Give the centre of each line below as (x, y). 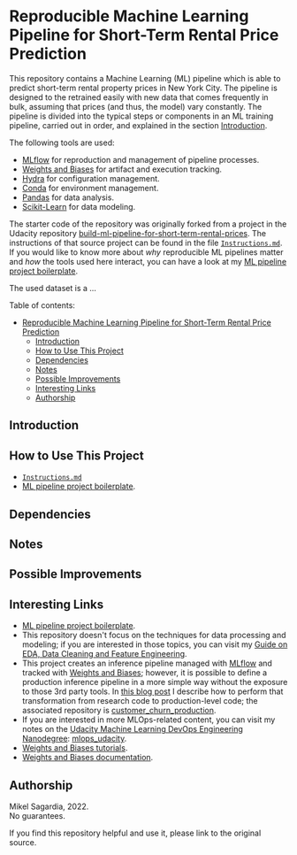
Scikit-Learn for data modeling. (79, 206)
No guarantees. (38, 815)
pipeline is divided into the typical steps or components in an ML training (141, 116)
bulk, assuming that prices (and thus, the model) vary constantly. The (136, 106)
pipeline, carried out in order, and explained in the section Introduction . (138, 125)
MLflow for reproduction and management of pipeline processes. (141, 159)
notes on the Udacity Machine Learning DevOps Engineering (132, 729)
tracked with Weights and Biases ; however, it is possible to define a (145, 673)
